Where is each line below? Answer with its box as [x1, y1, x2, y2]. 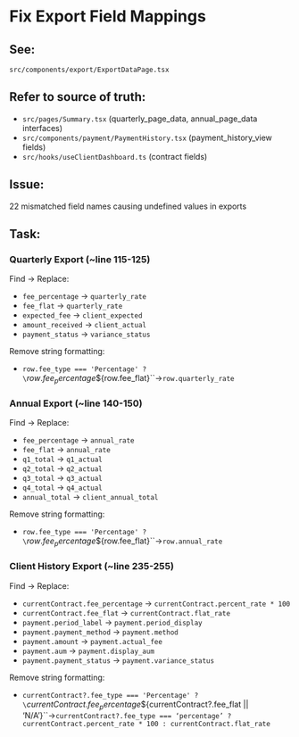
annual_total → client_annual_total [21, 492, 159, 502]
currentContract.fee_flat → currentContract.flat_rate [21, 607, 230, 617]
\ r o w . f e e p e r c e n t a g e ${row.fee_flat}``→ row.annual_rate [21, 535, 223, 549]
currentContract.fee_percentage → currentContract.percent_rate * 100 [21, 598, 291, 609]
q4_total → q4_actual [21, 482, 103, 493]
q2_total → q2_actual [21, 463, 103, 474]
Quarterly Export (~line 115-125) [9, 253, 151, 265]
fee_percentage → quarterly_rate [21, 291, 147, 302]
